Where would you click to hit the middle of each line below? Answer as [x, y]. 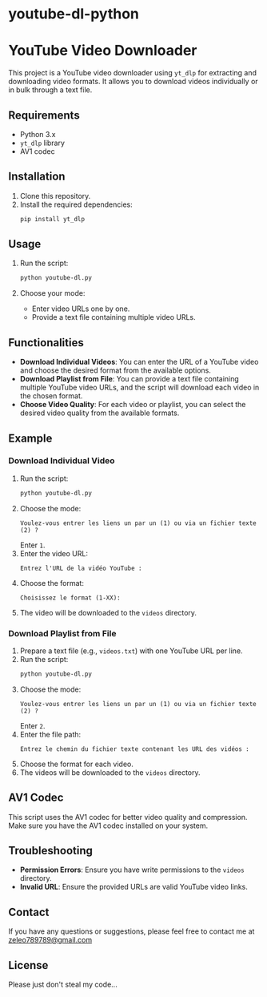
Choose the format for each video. [77, 764]
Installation [37, 177]
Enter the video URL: [54, 553]
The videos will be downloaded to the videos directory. [110, 772]
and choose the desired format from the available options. [116, 370]
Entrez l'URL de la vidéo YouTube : [81, 568]
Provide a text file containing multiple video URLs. [114, 317]
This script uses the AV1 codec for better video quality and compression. [128, 817]
